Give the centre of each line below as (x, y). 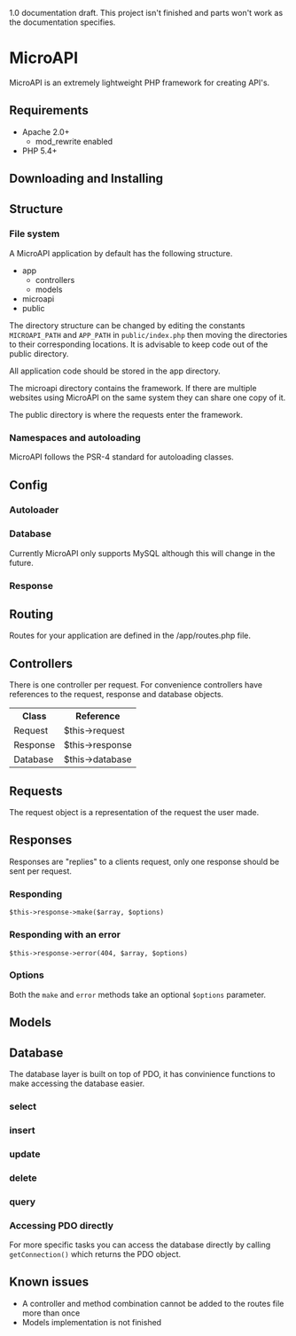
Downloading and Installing (86, 179)
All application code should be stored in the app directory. (115, 371)
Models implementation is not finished (92, 1322)
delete (23, 1177)
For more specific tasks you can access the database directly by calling (140, 1245)
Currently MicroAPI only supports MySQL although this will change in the (142, 553)
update (25, 1154)
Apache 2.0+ (46, 131)
